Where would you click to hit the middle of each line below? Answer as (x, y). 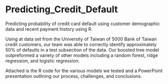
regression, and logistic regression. (43, 60)
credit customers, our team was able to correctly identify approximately (81, 44)
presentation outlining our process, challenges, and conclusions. (74, 76)
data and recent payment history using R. (49, 29)
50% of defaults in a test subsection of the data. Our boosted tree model (82, 50)
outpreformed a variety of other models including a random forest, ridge (82, 55)
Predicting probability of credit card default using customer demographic (83, 24)
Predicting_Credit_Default (62, 9)
